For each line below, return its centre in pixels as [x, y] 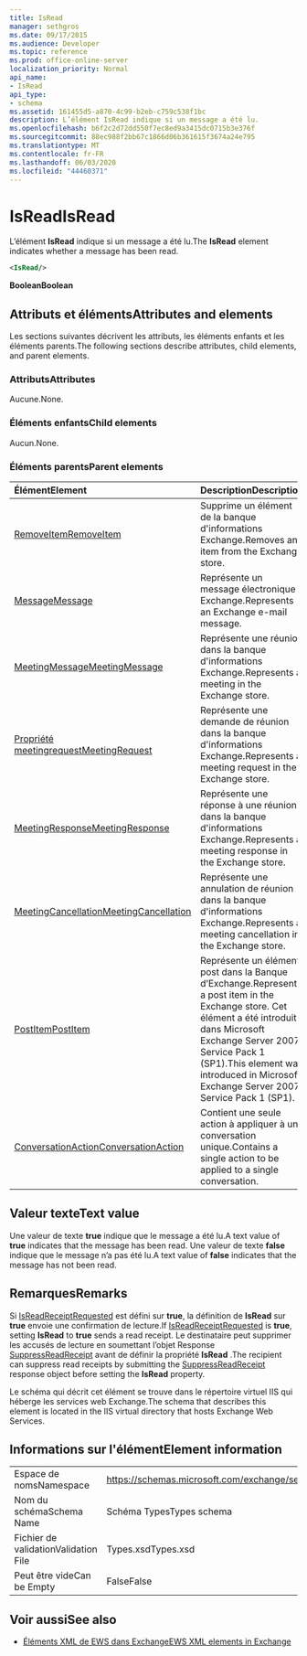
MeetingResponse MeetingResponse [92, 828]
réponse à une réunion [248, 805]
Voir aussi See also [63, 1619]
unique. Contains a [239, 1147]
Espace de [37, 1474]
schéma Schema [49, 1512]
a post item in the [237, 995]
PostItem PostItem [52, 1029]
